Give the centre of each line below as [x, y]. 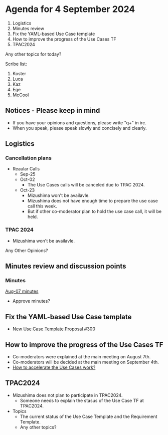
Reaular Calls [26, 169]
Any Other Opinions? [27, 250]
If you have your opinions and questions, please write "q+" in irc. [79, 123]
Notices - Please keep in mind [53, 111]
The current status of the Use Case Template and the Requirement [89, 416]
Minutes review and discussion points [66, 266]
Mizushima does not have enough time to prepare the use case [93, 201]
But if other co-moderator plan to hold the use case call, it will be [95, 211]
